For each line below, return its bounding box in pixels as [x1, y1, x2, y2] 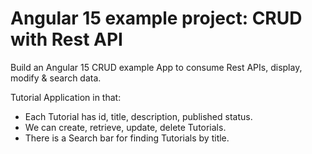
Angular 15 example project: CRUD [10, 7, 303, 30]
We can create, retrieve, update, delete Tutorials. [24, 121, 227, 133]
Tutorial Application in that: [10, 91, 122, 103]
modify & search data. [10, 72, 102, 84]
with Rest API [10, 28, 123, 51]
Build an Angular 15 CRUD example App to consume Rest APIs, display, [10, 61, 303, 73]
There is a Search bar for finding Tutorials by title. [24, 132, 230, 144]
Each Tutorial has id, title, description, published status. [24, 110, 253, 122]
